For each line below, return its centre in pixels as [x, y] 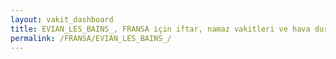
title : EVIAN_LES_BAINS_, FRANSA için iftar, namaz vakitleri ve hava [160, 29]
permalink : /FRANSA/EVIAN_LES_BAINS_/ [91, 38]
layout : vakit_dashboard [62, 19]
